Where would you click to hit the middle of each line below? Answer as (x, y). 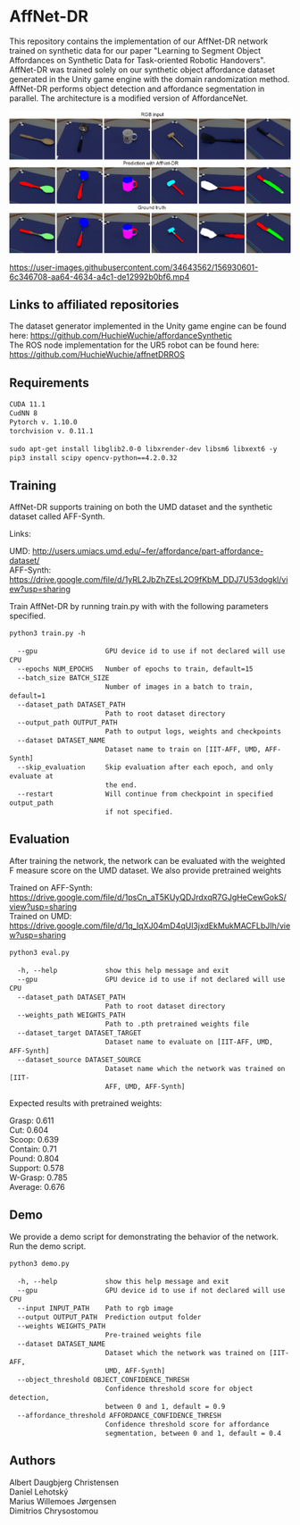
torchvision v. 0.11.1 (51, 432)
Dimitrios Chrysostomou (54, 1511)
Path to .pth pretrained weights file (177, 1024)
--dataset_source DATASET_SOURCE (79, 1060)
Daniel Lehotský (39, 1491)
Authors (33, 1461)
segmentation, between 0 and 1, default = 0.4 (193, 1433)
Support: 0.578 (37, 1168)
